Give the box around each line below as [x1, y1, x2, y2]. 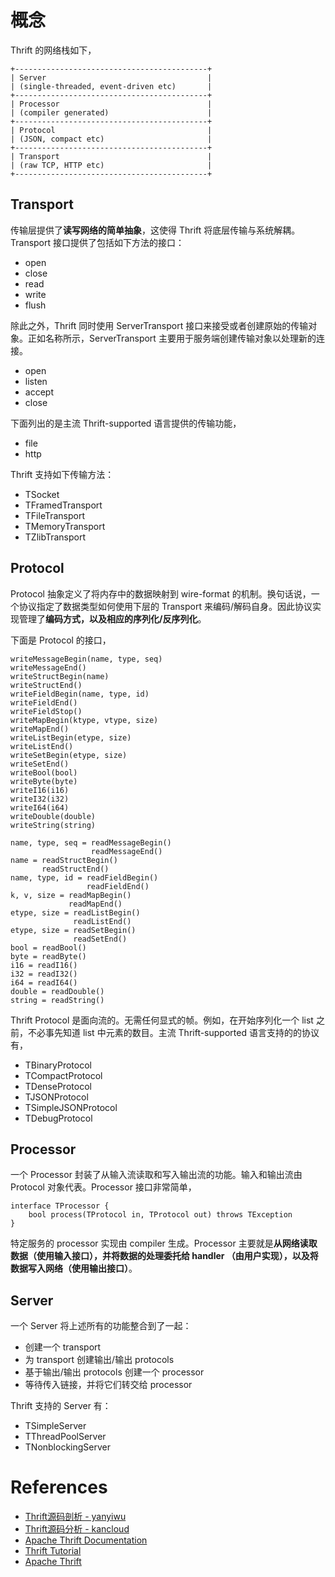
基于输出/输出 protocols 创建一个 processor [24, 1366, 205, 1378]
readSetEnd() [73, 934, 128, 944]
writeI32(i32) [10, 794, 70, 804]
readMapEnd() [68, 899, 123, 909]
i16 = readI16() [10, 960, 78, 970]
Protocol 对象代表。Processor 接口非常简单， [10, 1181, 197, 1193]
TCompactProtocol [24, 1069, 103, 1081]
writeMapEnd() [10, 724, 70, 734]
